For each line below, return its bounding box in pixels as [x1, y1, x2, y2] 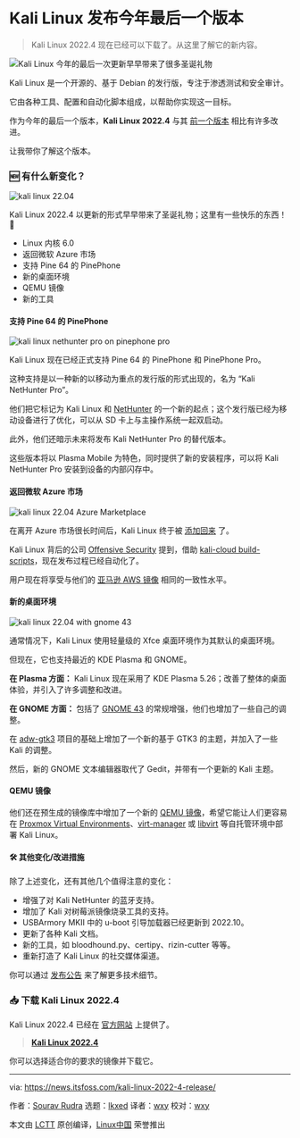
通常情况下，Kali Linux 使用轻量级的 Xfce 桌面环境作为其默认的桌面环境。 [9, 635, 279, 646]
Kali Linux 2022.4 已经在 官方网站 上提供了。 [9, 1019, 174, 1030]
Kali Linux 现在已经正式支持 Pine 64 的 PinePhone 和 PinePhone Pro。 [9, 355, 266, 365]
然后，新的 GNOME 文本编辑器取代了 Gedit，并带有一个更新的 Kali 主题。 [9, 763, 279, 774]
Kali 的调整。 [9, 744, 56, 755]
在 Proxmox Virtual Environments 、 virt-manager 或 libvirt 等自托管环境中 [9, 818, 276, 829]
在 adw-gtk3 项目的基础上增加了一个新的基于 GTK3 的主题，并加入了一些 [9, 733, 279, 744]
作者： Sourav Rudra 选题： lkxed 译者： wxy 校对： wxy [9, 1100, 210, 1110]
